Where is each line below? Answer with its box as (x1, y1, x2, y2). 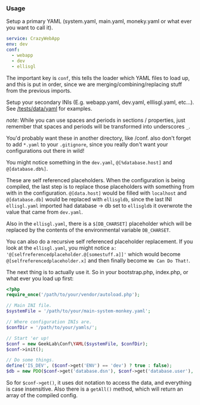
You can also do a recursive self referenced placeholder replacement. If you (6, 238, 193, 245)
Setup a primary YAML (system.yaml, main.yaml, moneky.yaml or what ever (6, 18, 192, 25)
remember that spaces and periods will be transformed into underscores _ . (6, 122, 190, 130)
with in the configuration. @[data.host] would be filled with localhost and (6, 189, 187, 197)
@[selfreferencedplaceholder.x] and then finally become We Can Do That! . (6, 257, 190, 264)
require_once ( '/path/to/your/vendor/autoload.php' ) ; (6, 292, 140, 298)
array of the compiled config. (6, 392, 78, 399)
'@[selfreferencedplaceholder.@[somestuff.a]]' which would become (6, 250, 181, 257)
